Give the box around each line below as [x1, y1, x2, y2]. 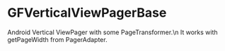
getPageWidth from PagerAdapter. [7, 35, 108, 43]
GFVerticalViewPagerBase [7, 5, 167, 21]
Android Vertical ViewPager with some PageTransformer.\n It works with [7, 28, 218, 36]
